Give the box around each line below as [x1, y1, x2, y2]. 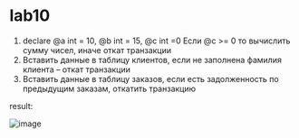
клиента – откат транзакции [22, 64, 131, 75]
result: [9, 100, 34, 111]
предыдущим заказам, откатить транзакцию [22, 83, 197, 94]
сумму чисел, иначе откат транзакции [22, 44, 172, 55]
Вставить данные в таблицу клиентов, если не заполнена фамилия [22, 54, 283, 65]
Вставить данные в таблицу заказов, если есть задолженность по [22, 73, 279, 84]
